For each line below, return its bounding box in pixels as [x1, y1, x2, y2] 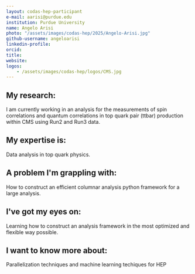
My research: [6, 90, 56, 100]
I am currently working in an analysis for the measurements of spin [6, 106, 167, 113]
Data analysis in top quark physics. [6, 151, 91, 158]
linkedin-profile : [6, 42, 51, 48]
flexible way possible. [6, 228, 59, 235]
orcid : [6, 47, 22, 53]
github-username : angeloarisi [6, 36, 80, 42]
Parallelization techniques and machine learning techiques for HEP [6, 261, 167, 268]
